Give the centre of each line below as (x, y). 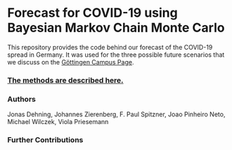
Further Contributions (45, 140)
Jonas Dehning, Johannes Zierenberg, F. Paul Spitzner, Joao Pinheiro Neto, (116, 114)
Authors (22, 99)
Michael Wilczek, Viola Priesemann (58, 122)
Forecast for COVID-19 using (92, 13)
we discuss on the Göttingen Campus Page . (71, 62)
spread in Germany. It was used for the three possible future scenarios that (116, 55)
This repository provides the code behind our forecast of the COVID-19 (110, 47)
